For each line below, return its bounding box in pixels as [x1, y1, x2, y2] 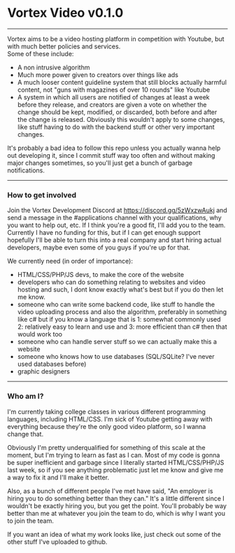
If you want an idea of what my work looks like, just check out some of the [7, 530, 222, 538]
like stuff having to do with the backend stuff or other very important [17, 123, 215, 131]
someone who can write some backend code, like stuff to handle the [17, 300, 215, 309]
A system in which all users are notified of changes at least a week [17, 93, 210, 101]
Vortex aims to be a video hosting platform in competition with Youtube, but [7, 34, 225, 43]
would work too [17, 330, 63, 339]
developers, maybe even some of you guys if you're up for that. [7, 243, 191, 252]
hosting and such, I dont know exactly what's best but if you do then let [17, 285, 224, 294]
